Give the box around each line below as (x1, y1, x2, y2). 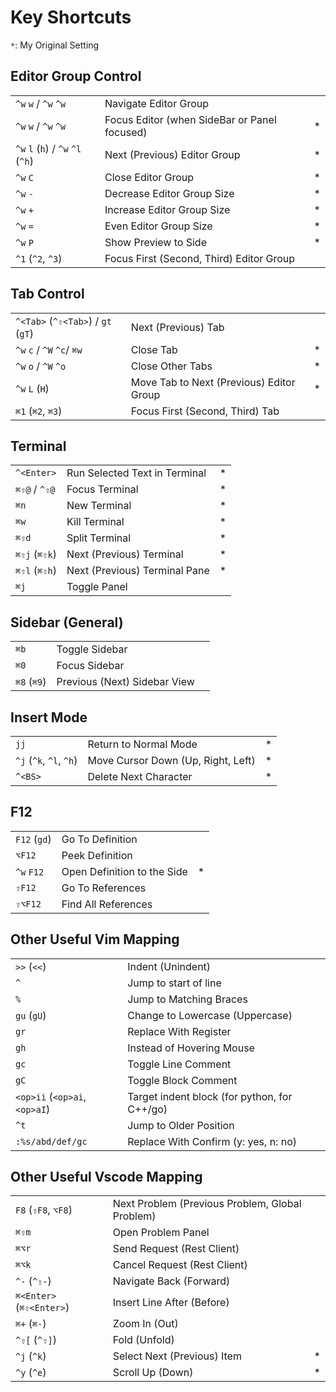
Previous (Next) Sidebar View (56, 675, 195, 689)
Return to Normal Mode (87, 737, 198, 751)
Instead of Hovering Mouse (127, 1041, 255, 1055)
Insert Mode (10, 709, 88, 726)
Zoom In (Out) (112, 1317, 179, 1331)
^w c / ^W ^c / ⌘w (15, 342, 83, 356)
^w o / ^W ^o (15, 359, 67, 373)
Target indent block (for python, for (127, 1089, 293, 1103)
